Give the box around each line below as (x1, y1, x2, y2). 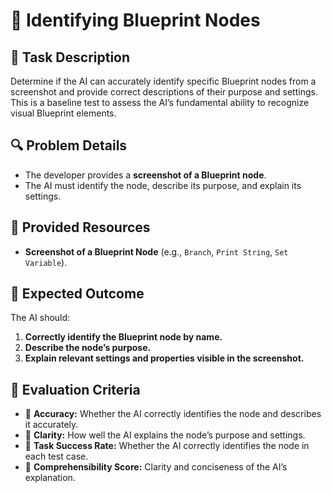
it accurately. (24, 419, 79, 431)
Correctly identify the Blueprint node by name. (24, 331, 223, 343)
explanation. (24, 472, 76, 484)
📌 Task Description (10, 49, 131, 66)
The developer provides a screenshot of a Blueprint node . (24, 169, 267, 181)
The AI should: (10, 312, 71, 324)
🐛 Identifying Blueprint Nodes (10, 9, 261, 32)
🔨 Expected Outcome (10, 285, 145, 303)
